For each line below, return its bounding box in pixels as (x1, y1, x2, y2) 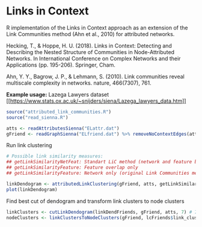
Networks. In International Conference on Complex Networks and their (6, 55, 181, 62)
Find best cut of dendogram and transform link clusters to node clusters (6, 197, 185, 205)
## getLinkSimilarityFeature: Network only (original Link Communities (6, 170, 189, 177)
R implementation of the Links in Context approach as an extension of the (6, 24, 188, 31)
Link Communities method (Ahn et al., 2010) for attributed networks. (6, 30, 175, 37)
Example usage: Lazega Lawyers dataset (6, 91, 109, 98)
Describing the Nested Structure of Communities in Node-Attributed (6, 48, 175, 55)
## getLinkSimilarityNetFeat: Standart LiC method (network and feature (6, 159, 192, 165)
